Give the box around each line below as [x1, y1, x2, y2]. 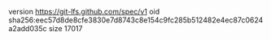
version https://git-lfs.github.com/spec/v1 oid [8, 7, 160, 16]
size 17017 [48, 24, 83, 33]
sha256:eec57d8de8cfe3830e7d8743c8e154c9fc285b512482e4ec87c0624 [8, 15, 264, 25]
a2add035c [8, 24, 47, 33]
